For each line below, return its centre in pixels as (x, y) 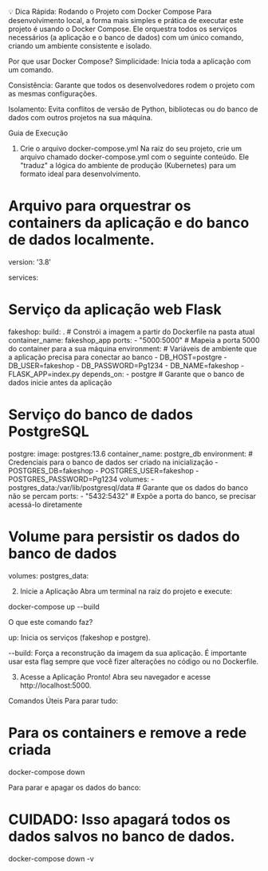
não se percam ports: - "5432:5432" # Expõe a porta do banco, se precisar (132, 496)
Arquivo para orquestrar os (100, 206)
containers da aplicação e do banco (129, 223)
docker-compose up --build (54, 606)
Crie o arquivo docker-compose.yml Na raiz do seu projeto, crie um (130, 148)
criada (30, 749)
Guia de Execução (38, 133)
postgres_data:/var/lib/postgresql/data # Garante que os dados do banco (128, 487)
